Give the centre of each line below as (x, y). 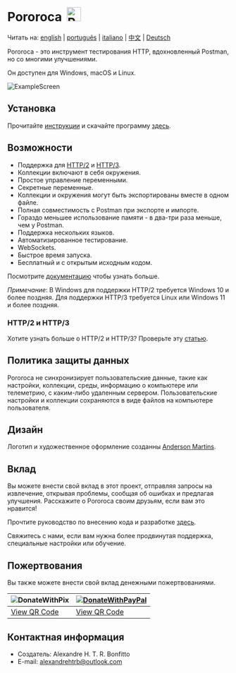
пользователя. (29, 407)
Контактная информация (66, 637)
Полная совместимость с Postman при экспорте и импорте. (108, 210)
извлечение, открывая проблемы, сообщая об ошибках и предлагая (110, 494)
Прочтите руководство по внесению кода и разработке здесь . (101, 522)
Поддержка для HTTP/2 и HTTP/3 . (69, 165)
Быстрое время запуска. (55, 255)
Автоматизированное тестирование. (73, 240)
